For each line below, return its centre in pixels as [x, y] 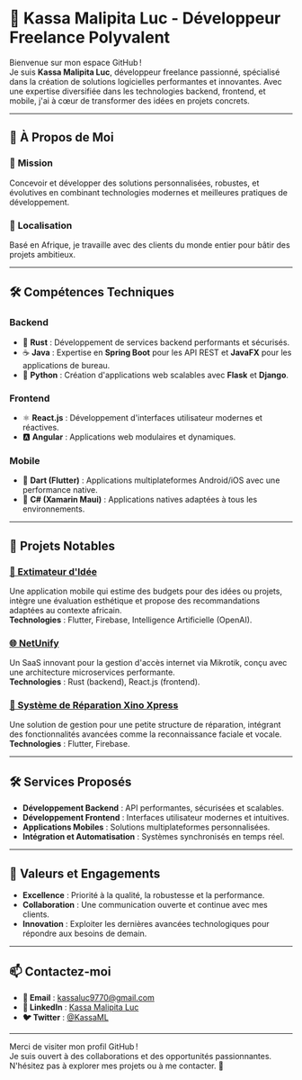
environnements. [53, 509]
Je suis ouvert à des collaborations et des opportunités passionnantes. [141, 1056]
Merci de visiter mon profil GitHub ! [74, 1046]
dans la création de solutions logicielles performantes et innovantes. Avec [146, 81]
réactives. [41, 427]
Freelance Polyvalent [90, 37]
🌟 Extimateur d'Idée [53, 571]
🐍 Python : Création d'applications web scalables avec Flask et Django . [155, 375]
